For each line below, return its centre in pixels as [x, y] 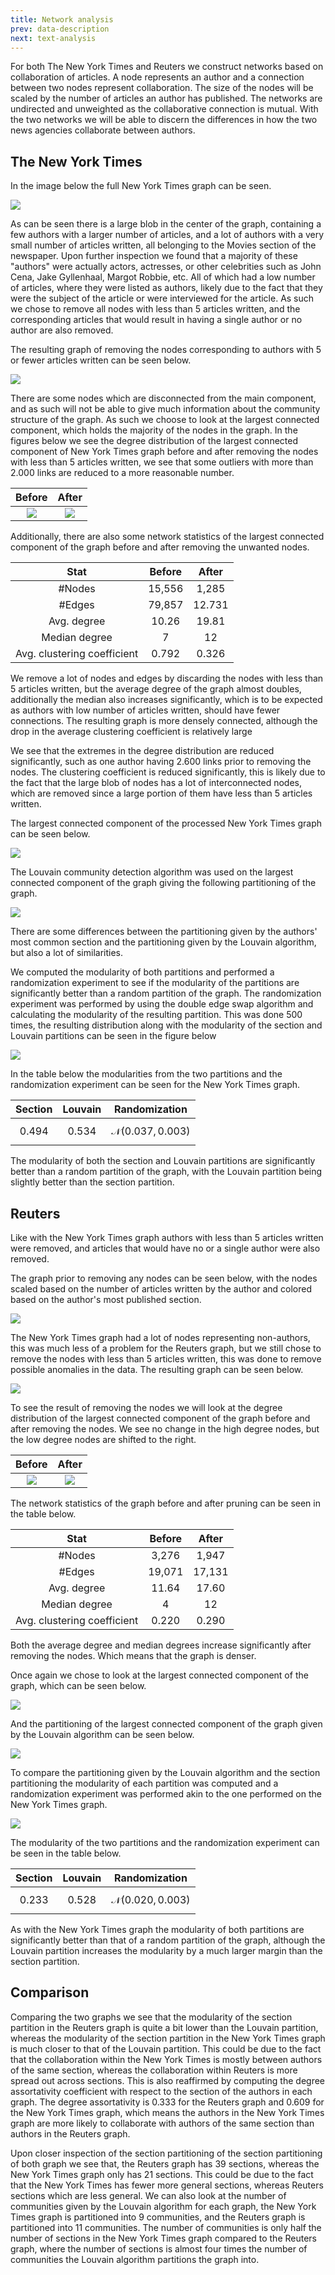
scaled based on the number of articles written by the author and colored [161, 1289]
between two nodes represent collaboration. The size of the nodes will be [162, 88]
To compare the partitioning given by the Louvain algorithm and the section [165, 1772]
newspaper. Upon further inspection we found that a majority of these [154, 256]
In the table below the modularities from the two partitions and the [146, 1074]
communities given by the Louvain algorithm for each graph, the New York [163, 2206]
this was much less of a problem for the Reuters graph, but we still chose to [166, 1348]
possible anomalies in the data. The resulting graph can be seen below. [157, 1369]
